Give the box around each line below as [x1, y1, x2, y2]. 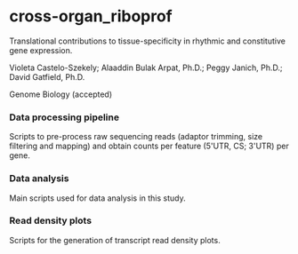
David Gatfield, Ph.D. [9, 71, 85, 82]
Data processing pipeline [9, 111, 120, 123]
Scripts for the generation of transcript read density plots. [9, 234, 221, 245]
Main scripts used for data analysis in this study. [9, 193, 187, 203]
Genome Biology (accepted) [9, 89, 113, 99]
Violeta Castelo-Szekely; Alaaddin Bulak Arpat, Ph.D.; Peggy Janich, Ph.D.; [9, 62, 283, 73]
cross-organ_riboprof [9, 6, 173, 27]
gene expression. [9, 44, 73, 55]
